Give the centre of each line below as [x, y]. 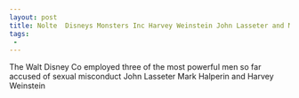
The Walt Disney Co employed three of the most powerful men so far [135, 67]
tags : [19, 34]
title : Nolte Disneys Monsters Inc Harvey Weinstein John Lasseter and [147, 26]
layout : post [33, 17]
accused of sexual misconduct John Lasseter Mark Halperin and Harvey [141, 77]
